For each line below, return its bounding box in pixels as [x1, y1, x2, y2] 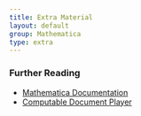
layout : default [9, 21, 69, 30]
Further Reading [9, 67, 81, 80]
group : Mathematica [9, 29, 82, 38]
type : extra [9, 37, 53, 47]
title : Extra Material [9, 12, 93, 22]
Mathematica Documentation [21, 87, 129, 97]
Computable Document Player [21, 97, 133, 107]
